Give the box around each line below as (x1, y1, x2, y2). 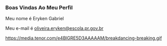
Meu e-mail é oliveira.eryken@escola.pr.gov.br (5, 25, 104, 31)
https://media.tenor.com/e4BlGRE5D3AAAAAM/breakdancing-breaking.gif (5, 35, 162, 41)
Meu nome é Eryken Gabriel (5, 16, 64, 22)
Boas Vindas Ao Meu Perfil (5, 4, 73, 11)
